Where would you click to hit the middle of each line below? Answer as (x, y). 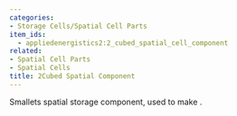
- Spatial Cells (40, 68)
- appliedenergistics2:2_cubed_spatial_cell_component (123, 43)
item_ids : (28, 34)
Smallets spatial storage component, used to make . (106, 102)
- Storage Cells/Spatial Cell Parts (78, 26)
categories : (32, 18)
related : (26, 51)
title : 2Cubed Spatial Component (72, 76)
